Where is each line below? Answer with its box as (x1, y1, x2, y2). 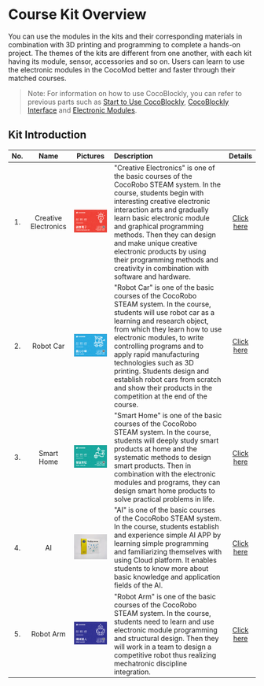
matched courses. (8, 73, 67, 83)
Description (113, 151, 153, 161)
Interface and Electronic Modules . (27, 105, 137, 115)
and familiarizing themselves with (113, 547, 222, 557)
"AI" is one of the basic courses (113, 506, 216, 515)
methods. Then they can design (113, 230, 216, 239)
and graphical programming (113, 221, 204, 231)
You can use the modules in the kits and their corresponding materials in (8, 32, 243, 41)
